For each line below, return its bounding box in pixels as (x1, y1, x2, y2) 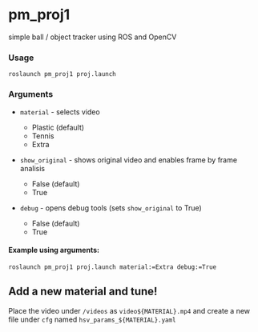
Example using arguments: (8, 246, 100, 255)
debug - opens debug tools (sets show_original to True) (19, 202, 202, 213)
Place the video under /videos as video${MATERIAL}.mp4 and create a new (8, 306, 251, 315)
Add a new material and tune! (8, 285, 158, 298)
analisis (19, 163, 46, 173)
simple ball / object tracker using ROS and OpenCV (8, 32, 177, 42)
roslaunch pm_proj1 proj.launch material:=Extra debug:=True (8, 262, 217, 271)
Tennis (31, 130, 54, 141)
